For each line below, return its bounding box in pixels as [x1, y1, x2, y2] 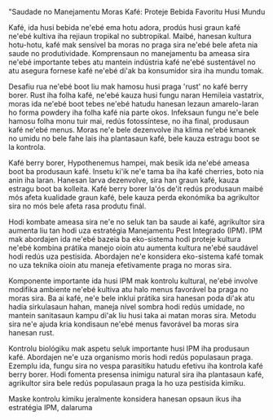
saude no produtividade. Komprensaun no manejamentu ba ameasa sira [8, 49, 250, 58]
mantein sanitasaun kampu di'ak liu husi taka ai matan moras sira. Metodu [8, 311, 257, 320]
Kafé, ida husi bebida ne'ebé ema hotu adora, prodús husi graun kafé [8, 23, 241, 32]
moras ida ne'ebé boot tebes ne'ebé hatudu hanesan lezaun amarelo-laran [8, 99, 259, 108]
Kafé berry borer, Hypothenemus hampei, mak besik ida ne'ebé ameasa [8, 158, 250, 168]
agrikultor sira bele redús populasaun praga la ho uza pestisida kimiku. [8, 378, 246, 387]
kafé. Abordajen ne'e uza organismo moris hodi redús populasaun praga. [8, 352, 253, 361]
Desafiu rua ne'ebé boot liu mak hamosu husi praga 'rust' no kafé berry [8, 81, 249, 91]
